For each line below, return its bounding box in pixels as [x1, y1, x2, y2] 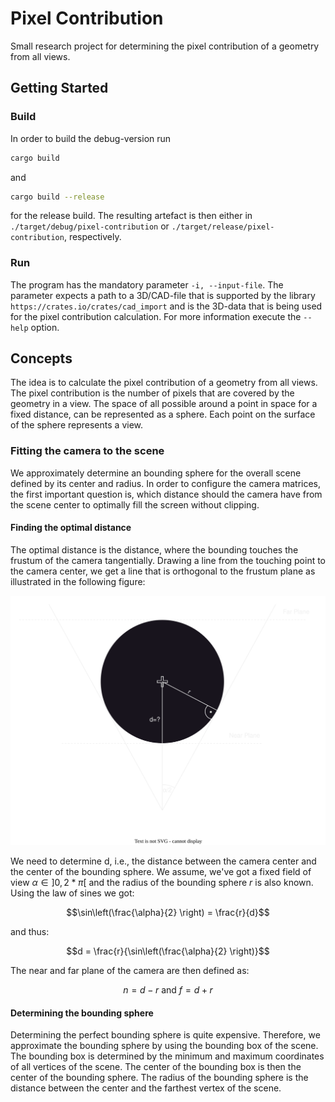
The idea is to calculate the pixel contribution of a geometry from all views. [10, 377, 318, 389]
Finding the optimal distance [10, 522, 132, 534]
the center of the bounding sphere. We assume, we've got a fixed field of [10, 866, 312, 878]
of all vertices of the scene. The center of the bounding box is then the [10, 1061, 302, 1073]
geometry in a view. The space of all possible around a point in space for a [10, 398, 318, 410]
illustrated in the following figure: [10, 575, 146, 587]
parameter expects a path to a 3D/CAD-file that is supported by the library [10, 289, 316, 301]
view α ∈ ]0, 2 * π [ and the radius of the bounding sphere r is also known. [10, 877, 314, 889]
